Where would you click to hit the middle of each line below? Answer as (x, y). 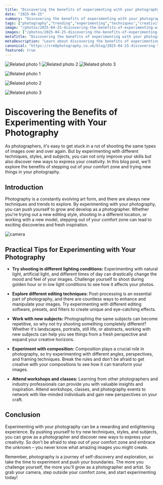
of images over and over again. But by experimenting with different (72, 151)
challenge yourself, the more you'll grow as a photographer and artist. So (78, 467)
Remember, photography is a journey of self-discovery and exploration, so (79, 457)
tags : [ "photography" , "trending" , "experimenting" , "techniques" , (71, 23)
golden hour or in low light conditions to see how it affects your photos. (83, 285)
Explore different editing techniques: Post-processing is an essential (82, 294)
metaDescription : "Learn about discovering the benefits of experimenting (82, 41)
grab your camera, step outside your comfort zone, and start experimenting (81, 472)
